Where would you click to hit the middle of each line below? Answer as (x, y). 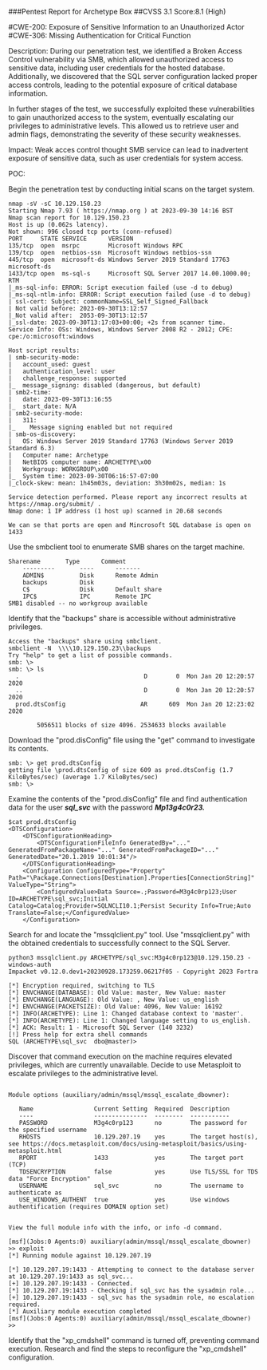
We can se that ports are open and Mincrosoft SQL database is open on (130, 525)
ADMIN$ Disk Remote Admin (90, 576)
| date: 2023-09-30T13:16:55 (60, 399)
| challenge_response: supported (67, 378)
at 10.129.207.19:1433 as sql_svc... (71, 1277)
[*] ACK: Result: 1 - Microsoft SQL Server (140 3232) (101, 1027)
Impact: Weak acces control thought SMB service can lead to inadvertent (128, 150)
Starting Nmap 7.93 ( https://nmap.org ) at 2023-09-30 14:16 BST (121, 211)
